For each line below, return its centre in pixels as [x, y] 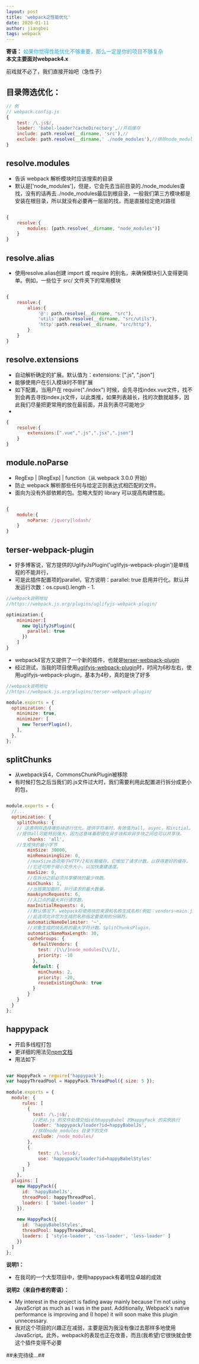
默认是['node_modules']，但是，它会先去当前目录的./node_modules [97, 186]
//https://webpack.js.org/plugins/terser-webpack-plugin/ [79, 692]
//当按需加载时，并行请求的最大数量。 [68, 889]
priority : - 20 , [57, 977]
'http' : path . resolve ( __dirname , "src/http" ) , [95, 325]
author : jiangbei [28, 28]
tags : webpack [24, 34]
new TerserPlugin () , [47, 725]
